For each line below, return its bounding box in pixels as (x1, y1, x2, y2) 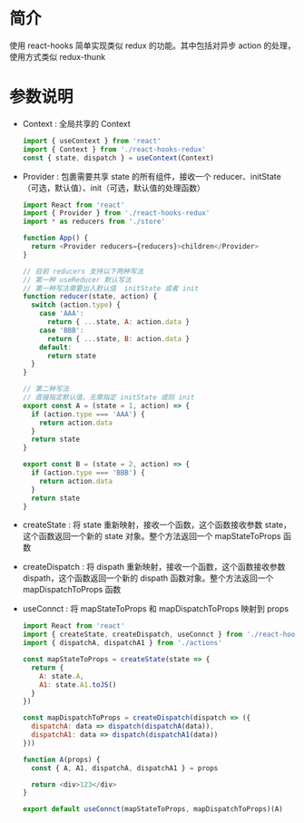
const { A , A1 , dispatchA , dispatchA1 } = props (31, 763, 219, 772)
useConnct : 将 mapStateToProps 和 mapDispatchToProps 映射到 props (22, 603, 289, 614)
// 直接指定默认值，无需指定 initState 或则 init (22, 393, 195, 402)
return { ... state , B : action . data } (46, 334, 191, 343)
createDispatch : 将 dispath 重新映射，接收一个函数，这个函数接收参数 (22, 562, 286, 573)
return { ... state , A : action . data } (46, 318, 191, 327)
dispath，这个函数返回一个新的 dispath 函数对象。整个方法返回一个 (22, 573, 274, 583)
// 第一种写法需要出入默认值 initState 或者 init (22, 283, 200, 293)
